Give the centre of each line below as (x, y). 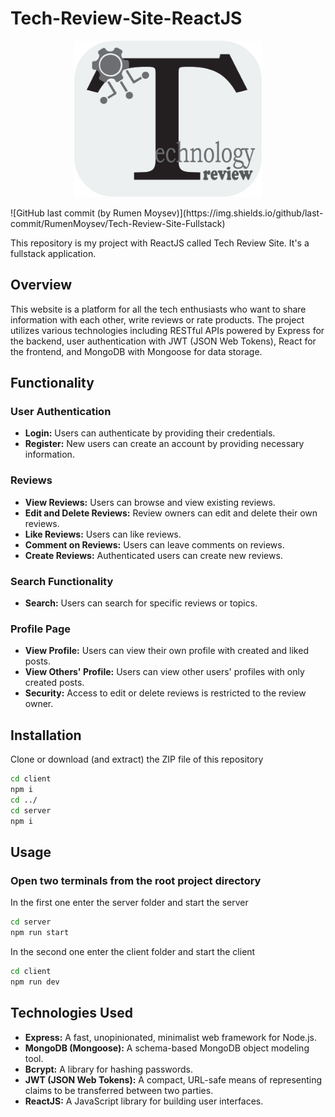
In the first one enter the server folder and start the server (129, 903)
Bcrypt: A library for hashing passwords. (108, 1069)
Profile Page (40, 629)
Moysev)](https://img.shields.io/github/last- (233, 213)
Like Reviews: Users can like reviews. (103, 534)
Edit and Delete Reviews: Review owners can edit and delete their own (171, 513)
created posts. (54, 683)
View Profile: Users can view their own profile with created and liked (166, 651)
